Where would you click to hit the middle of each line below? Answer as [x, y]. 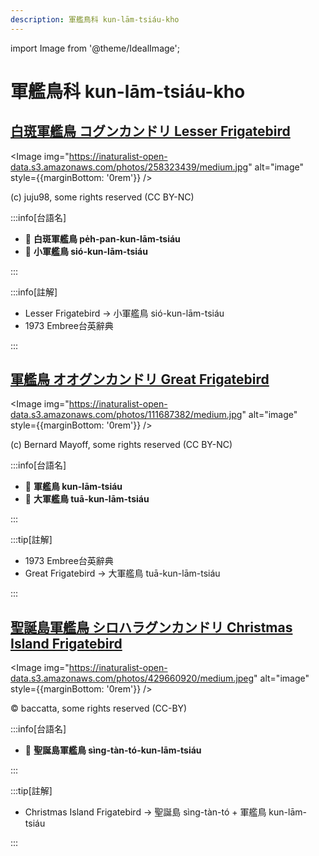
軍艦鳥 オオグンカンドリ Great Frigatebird [140, 379]
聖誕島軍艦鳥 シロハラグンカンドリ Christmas [151, 627]
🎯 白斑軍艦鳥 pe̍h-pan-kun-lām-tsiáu [102, 238]
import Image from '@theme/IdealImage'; [95, 48]
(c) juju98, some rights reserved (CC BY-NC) [102, 197]
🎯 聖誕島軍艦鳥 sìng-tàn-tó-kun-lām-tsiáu [113, 750]
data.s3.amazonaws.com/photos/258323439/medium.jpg [129, 167]
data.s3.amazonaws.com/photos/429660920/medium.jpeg [132, 678]
